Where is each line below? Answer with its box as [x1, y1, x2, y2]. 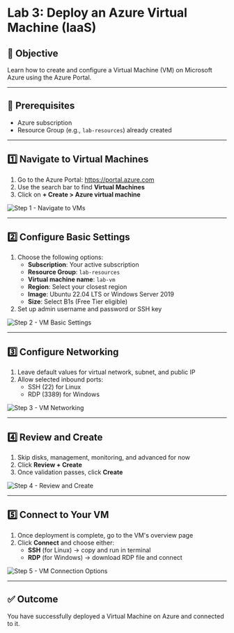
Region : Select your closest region [27, 283, 127, 291]
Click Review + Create [17, 461, 82, 469]
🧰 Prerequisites [7, 100, 75, 112]
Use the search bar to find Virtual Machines [17, 182, 145, 191]
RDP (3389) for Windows [27, 390, 100, 398]
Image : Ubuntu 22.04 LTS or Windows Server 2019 [27, 290, 174, 299]
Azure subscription [17, 118, 72, 127]
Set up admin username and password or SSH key [17, 305, 162, 313]
